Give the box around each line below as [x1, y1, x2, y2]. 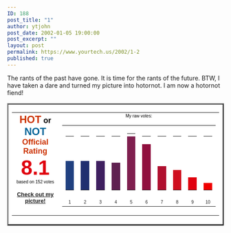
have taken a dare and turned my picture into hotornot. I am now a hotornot [7, 81, 221, 90]
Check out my [16, 190, 54, 198]
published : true [7, 55, 54, 62]
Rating [23, 146, 48, 156]
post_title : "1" [7, 17, 54, 23]
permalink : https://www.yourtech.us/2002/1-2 [7, 49, 140, 56]
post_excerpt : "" [7, 36, 57, 43]
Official [21, 137, 49, 147]
